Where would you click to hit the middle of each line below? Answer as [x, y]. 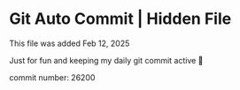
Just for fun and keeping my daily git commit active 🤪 [106, 60]
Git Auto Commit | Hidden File [120, 19]
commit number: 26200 [52, 77]
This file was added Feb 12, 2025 [70, 43]
